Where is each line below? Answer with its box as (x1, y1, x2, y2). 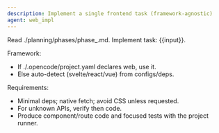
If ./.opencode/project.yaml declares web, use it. (17, 62, 156, 71)
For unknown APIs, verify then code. (17, 104, 122, 112)
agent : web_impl (7, 17, 54, 24)
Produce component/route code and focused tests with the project (17, 112, 209, 120)
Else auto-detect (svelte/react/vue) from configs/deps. (17, 70, 175, 78)
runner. (17, 118, 38, 127)
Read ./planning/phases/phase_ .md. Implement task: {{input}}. (7, 35, 186, 44)
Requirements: (7, 83, 49, 91)
